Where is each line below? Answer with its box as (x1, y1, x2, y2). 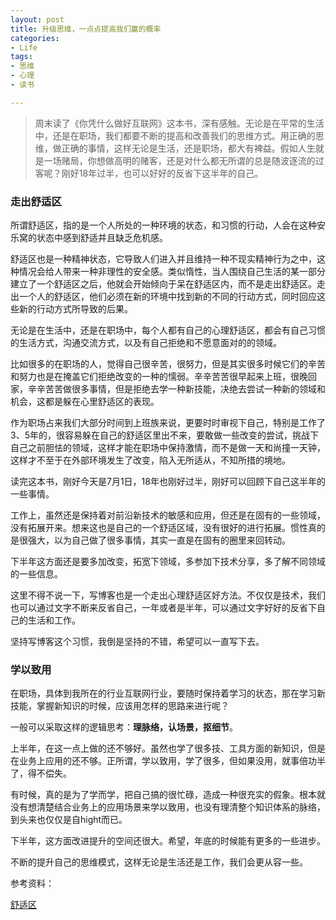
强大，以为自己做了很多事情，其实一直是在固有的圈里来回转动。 (27, 534, 291, 546)
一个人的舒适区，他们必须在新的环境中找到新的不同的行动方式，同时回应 (18, 291, 317, 303)
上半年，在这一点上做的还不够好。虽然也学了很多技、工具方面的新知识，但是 (10, 742, 326, 755)
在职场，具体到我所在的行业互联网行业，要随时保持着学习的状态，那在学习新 (10, 687, 326, 700)
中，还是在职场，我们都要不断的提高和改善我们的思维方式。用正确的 (34, 129, 316, 141)
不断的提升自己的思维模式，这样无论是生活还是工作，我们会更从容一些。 (10, 856, 308, 868)
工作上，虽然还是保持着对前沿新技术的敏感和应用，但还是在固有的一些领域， (10, 509, 326, 521)
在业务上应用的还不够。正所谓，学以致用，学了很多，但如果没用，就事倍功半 (10, 755, 326, 767)
